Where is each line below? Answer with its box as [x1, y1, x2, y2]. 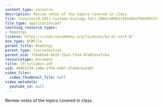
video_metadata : [5, 79, 38, 84]
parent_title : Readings [5, 43, 53, 48]
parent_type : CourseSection [5, 48, 62, 53]
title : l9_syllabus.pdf [5, 61, 53, 66]
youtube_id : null [9, 84, 45, 89]
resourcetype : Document [5, 57, 53, 62]
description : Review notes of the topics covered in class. [5, 12, 130, 17]
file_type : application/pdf [5, 20, 62, 26]
